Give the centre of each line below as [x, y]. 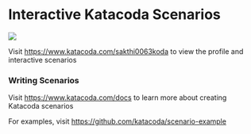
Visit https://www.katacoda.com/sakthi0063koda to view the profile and [126, 51]
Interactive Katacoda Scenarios [114, 15]
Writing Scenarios [44, 80]
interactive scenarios [42, 59]
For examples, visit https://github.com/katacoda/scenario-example [117, 121]
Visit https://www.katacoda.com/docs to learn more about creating [118, 98]
